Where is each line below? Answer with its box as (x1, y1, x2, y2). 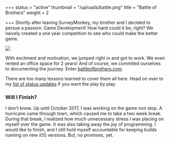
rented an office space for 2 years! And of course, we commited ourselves (5, 60, 161, 66)
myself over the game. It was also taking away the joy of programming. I (5, 121, 156, 127)
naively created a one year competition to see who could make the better (5, 30, 158, 36)
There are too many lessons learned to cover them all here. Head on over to (5, 76, 163, 82)
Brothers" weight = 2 (5, 10, 49, 16)
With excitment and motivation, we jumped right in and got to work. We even (5, 55, 165, 61)
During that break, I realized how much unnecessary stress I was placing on (5, 116, 164, 122)
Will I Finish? (5, 93, 37, 100)
